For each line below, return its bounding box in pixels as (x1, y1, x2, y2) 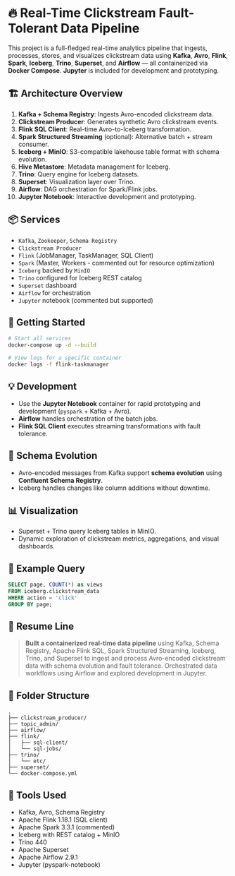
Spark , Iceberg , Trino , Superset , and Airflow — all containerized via (8, 59, 208, 67)
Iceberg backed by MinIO (18, 266, 91, 275)
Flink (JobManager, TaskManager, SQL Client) (18, 251, 154, 259)
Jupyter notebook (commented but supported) (18, 296, 153, 304)
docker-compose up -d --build (8, 342, 97, 349)
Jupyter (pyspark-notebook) (18, 860, 101, 869)
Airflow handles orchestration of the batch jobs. (18, 414, 158, 423)
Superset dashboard (18, 281, 77, 289)
